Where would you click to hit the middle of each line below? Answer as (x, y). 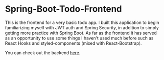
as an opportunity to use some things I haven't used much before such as (79, 38)
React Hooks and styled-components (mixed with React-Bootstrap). (73, 43)
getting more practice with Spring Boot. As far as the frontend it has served (81, 33)
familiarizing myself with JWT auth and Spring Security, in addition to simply (82, 27)
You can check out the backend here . (43, 53)
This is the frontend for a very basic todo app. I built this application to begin (82, 22)
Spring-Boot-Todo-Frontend (64, 9)
